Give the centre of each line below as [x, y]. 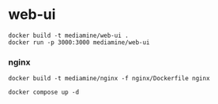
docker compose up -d [44, 92]
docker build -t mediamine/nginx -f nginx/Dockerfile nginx [109, 79]
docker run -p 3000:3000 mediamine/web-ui [79, 42]
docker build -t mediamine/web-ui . [68, 35]
